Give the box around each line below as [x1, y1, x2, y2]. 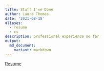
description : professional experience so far [5, 34, 99, 39]
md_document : [9, 43, 36, 48]
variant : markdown [14, 47, 51, 52]
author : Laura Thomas [5, 12, 49, 16]
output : [5, 39, 21, 43]
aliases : [5, 20, 23, 26]
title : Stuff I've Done [5, 7, 54, 12]
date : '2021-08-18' [5, 16, 45, 21]
